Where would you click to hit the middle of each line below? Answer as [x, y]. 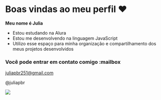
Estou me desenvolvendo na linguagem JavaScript [65, 38]
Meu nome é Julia [24, 23]
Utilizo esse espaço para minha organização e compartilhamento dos [84, 43]
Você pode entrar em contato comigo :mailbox [63, 62]
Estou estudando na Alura [39, 33]
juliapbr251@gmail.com [29, 73]
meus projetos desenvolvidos [43, 49]
